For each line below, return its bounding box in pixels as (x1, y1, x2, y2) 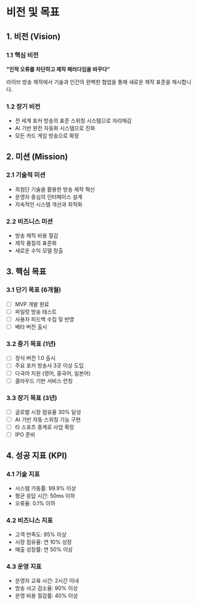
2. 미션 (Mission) (6, 151, 68, 162)
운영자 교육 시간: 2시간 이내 (14, 577, 79, 585)
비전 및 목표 (6, 5, 60, 19)
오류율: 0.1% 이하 (14, 499, 56, 506)
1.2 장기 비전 (6, 102, 41, 111)
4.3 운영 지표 (6, 562, 42, 571)
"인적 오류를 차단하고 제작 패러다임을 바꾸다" (6, 65, 110, 73)
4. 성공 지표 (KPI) (6, 450, 68, 460)
